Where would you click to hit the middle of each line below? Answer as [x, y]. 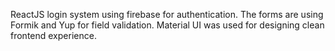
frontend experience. [53, 35]
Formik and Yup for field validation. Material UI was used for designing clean [167, 25]
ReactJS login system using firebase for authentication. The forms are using [167, 14]
